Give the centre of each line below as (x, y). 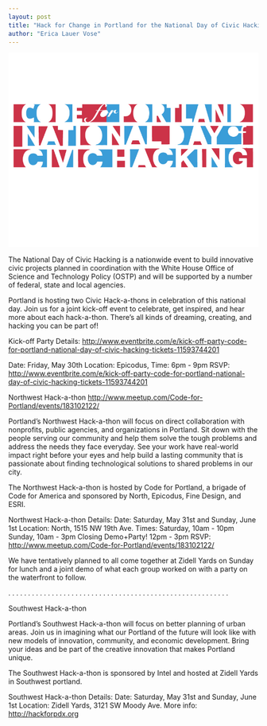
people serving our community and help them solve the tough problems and (133, 438)
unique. (21, 658)
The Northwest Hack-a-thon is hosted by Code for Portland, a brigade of (127, 487)
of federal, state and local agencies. (67, 285)
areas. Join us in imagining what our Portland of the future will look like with (132, 632)
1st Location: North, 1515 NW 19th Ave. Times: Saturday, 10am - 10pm (121, 528)
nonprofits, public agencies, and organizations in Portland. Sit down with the (133, 429)
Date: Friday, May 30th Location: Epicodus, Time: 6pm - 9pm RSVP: (119, 365)
